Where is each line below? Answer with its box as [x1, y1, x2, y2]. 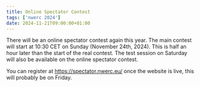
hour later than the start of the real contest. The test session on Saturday [6, 50, 187, 57]
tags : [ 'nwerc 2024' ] [6, 14, 61, 21]
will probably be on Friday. [6, 74, 73, 82]
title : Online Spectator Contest [6, 8, 91, 15]
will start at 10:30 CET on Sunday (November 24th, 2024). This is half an [6, 43, 187, 50]
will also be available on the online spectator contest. [6, 56, 138, 63]
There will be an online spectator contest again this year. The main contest [6, 37, 192, 44]
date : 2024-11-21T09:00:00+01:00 [6, 20, 91, 26]
